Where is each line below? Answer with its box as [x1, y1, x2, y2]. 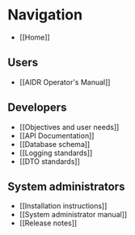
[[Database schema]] [19, 139, 91, 149]
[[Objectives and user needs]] [19, 122, 120, 132]
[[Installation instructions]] [19, 201, 108, 211]
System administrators [7, 179, 125, 193]
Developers [7, 101, 67, 115]
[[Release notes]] [19, 218, 78, 228]
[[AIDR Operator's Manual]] [19, 77, 111, 86]
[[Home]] [19, 32, 50, 42]
